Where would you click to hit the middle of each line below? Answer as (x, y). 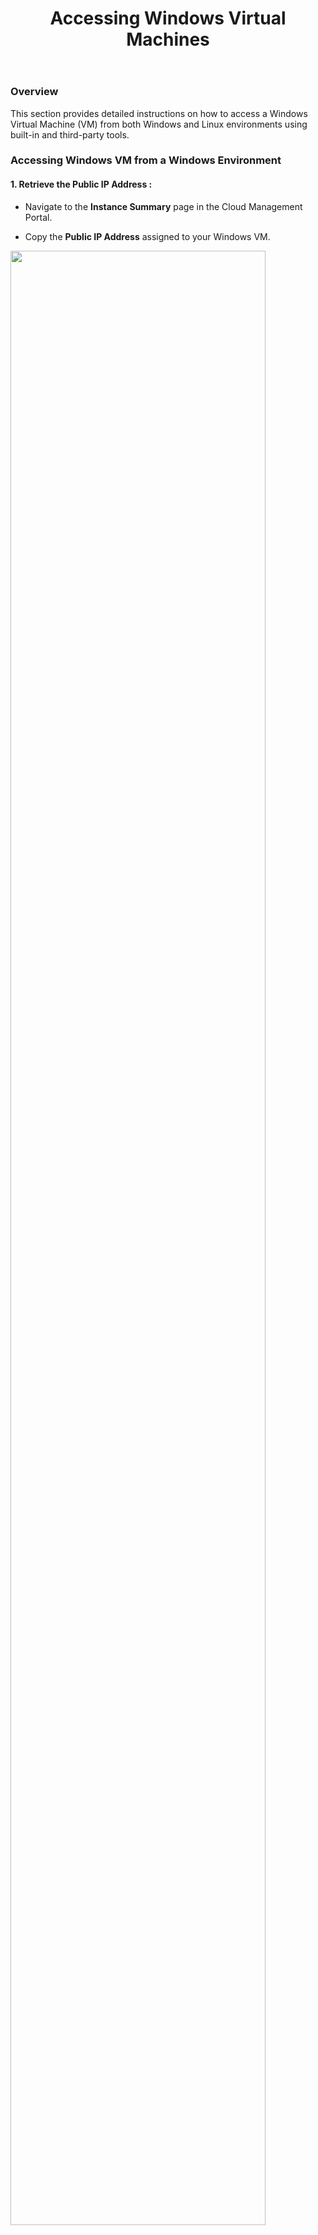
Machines (168, 39)
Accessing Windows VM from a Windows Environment (146, 160)
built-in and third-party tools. (70, 134)
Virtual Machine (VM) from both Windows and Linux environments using (159, 124)
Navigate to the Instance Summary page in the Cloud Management (163, 206)
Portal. (38, 217)
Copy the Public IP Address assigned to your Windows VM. (147, 236)
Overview (34, 92)
